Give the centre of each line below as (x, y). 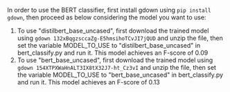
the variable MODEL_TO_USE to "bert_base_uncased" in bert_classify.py (120, 75)
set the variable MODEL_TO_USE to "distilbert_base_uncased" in (109, 45)
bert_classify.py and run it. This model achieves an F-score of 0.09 (113, 53)
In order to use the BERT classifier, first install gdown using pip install (109, 10)
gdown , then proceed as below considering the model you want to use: (107, 17)
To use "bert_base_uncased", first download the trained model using (115, 60)
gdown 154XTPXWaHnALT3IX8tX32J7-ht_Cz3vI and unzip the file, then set (117, 67)
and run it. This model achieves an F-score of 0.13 (89, 82)
